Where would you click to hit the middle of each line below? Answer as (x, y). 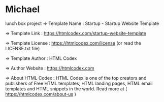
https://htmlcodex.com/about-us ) (41, 94)
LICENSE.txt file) (23, 48)
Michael (23, 9)
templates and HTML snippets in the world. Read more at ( (66, 89)
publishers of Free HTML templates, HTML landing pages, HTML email (79, 83)
